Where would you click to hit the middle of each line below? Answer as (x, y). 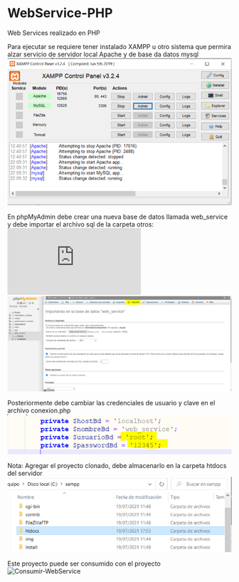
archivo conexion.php (39, 410)
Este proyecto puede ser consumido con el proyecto (84, 563)
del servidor (25, 473)
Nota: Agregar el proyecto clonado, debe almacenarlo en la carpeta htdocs (117, 465)
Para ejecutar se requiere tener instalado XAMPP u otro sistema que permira (119, 46)
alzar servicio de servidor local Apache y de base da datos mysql (103, 54)
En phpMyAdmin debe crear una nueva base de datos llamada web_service (118, 217)
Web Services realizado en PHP (54, 33)
